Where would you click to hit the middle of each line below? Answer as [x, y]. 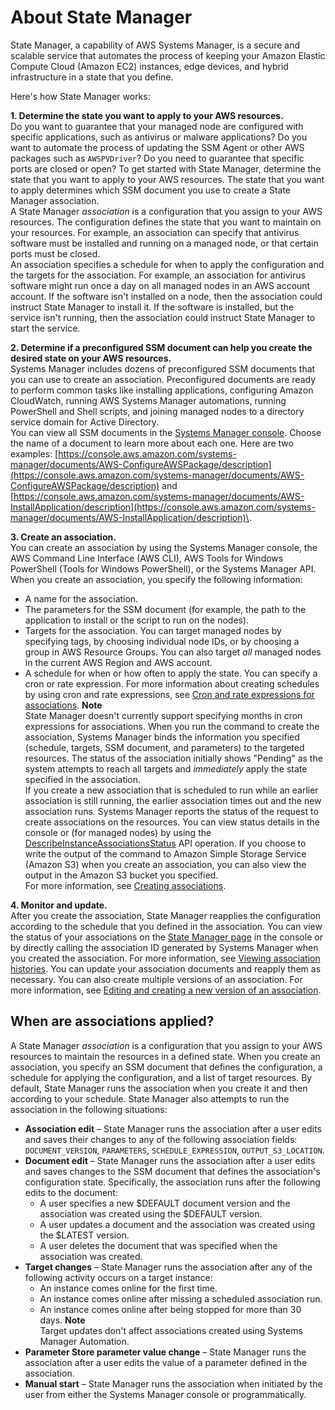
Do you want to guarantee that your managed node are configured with [157, 126]
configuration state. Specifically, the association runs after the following [172, 1182]
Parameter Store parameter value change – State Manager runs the [165, 1352]
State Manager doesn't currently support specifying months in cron [163, 715]
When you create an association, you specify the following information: [156, 579]
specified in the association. [83, 779]
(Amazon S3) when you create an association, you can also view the [165, 864]
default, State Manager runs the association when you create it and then [159, 1088]
